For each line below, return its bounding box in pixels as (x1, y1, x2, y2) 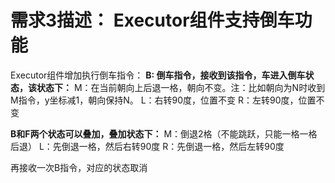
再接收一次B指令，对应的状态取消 (10, 161, 148, 173)
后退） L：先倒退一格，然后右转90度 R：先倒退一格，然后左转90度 (10, 140, 285, 152)
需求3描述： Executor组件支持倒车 (10, 9, 295, 32)
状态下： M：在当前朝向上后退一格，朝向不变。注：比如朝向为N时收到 (36, 81, 326, 93)
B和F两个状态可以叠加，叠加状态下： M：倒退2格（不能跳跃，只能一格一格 (10, 127, 318, 140)
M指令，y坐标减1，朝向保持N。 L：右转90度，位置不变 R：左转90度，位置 (10, 94, 317, 106)
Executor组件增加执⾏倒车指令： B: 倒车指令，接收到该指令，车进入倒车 (10, 69, 306, 81)
